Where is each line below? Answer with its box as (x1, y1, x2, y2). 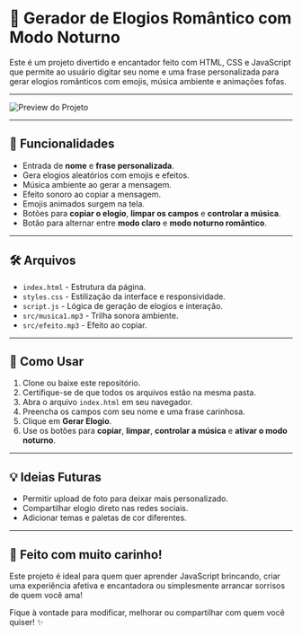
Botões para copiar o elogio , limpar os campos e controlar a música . (22, 208, 281, 218)
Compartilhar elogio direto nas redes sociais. (22, 503, 189, 514)
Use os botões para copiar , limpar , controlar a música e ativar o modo (22, 426, 288, 437)
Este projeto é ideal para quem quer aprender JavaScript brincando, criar (9, 570, 281, 581)
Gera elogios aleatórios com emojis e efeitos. (22, 170, 191, 181)
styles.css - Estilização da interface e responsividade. (22, 291, 226, 302)
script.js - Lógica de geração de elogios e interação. (22, 300, 223, 311)
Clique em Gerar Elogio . (22, 416, 112, 427)
